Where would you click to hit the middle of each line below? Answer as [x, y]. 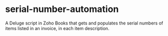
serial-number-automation [62, 9]
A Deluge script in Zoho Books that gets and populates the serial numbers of [84, 23]
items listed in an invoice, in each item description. [57, 28]
